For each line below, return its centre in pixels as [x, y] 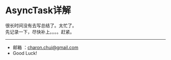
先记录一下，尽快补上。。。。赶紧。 [40, 32]
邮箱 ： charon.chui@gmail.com [46, 47]
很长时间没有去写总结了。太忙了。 [41, 25]
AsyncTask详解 [38, 10]
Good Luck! [25, 53]
